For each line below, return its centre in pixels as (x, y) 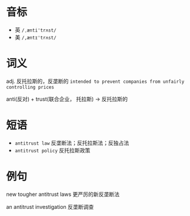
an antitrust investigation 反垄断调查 (50, 206)
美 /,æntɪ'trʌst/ (35, 37)
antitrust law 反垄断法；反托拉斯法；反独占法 (72, 143)
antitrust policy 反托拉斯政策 (53, 150)
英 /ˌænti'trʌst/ (35, 30)
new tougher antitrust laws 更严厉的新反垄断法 (63, 194)
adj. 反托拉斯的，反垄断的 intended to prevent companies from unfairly (95, 81)
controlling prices (30, 87)
